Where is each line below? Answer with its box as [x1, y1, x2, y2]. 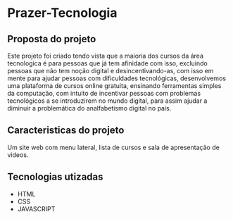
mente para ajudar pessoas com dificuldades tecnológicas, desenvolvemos [7, 74, 227, 82]
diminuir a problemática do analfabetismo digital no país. [7, 104, 172, 112]
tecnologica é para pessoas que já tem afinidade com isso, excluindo [7, 59, 208, 68]
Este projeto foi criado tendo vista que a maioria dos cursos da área [7, 51, 204, 60]
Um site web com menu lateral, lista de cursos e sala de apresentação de [7, 143, 220, 151]
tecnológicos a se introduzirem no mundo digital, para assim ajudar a [7, 96, 208, 105]
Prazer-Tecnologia [7, 5, 118, 21]
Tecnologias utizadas [7, 171, 103, 183]
